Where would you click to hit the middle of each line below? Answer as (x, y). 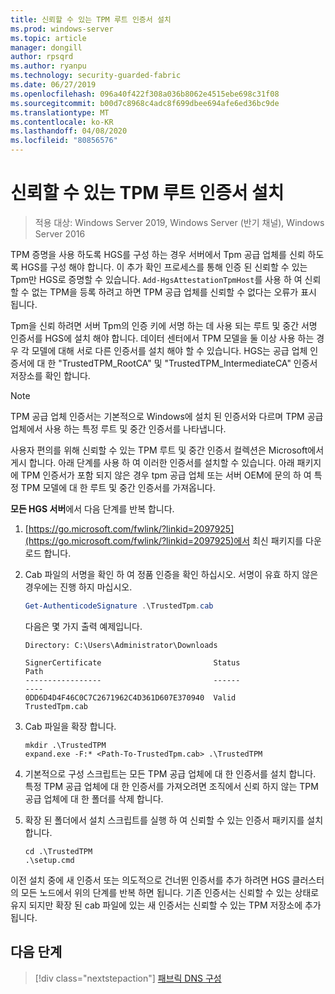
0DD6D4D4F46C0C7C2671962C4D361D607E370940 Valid (130, 697)
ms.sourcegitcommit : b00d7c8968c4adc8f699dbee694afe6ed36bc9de (145, 103)
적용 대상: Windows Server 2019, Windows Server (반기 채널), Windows (179, 222)
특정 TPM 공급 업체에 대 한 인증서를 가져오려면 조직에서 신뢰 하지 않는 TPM (171, 786)
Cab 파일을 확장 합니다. (70, 726)
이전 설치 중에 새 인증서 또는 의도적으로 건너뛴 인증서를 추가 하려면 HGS (150, 880)
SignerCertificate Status (132, 662)
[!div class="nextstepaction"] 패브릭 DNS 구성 (128, 978)
